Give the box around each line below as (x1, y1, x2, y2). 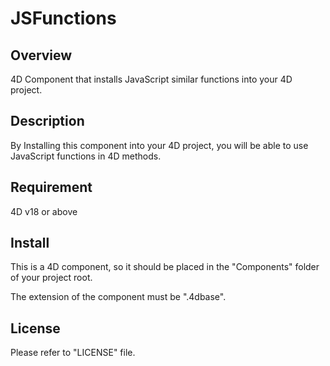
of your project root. (10, 272, 93, 284)
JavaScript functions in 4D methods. (10, 150, 162, 162)
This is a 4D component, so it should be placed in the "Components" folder (10, 261, 320, 273)
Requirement (10, 179, 93, 196)
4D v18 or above (10, 205, 78, 217)
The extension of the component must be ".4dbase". (10, 291, 227, 303)
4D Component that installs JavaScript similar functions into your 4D (10, 73, 293, 85)
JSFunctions (10, 7, 117, 30)
